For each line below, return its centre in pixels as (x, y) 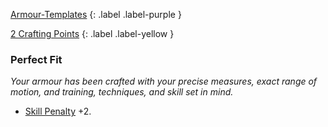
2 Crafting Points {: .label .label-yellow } (92, 33)
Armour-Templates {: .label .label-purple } (96, 14)
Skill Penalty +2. (58, 111)
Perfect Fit (36, 59)
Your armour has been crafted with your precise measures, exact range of (164, 81)
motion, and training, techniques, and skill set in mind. (122, 92)
